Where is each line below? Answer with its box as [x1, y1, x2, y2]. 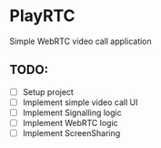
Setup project [22, 86, 75, 97]
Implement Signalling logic [22, 107, 122, 118]
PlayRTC [9, 5, 75, 26]
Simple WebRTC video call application [9, 36, 152, 47]
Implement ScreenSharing [22, 128, 121, 138]
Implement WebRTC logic [22, 117, 118, 128]
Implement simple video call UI [22, 97, 138, 108]
